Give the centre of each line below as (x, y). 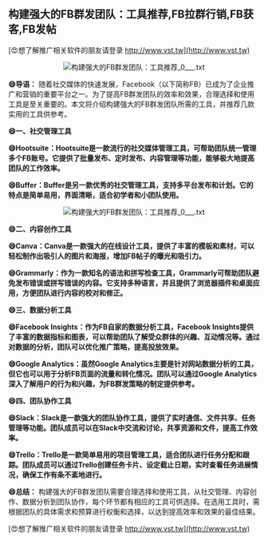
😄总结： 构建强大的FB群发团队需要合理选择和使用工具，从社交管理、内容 (129, 491)
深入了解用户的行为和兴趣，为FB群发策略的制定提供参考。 (104, 384)
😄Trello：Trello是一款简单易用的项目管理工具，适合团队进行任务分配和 (126, 455)
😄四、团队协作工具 (40, 400)
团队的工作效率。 (36, 168)
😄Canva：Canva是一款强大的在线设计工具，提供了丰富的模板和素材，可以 (132, 245)
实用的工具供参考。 (40, 113)
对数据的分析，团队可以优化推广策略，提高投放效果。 (96, 347)
